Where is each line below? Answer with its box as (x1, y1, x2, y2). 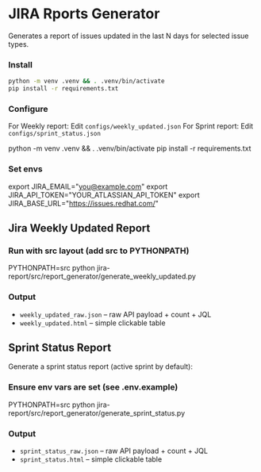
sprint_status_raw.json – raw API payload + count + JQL (19, 446, 209, 455)
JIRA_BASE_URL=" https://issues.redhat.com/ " (8, 198, 159, 208)
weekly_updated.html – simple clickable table (19, 318, 166, 328)
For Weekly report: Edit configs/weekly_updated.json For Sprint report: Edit (8, 121, 254, 131)
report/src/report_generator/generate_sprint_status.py (8, 408, 186, 417)
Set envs (8, 163, 43, 175)
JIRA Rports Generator (8, 5, 160, 23)
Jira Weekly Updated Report (8, 221, 151, 235)
